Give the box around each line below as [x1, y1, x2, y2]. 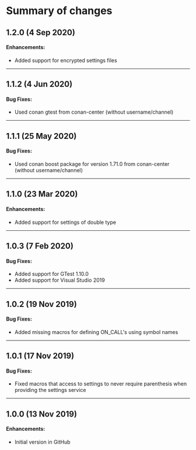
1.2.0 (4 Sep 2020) [6, 28, 76, 37]
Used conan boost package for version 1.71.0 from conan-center [14, 160, 170, 168]
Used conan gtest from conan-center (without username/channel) [14, 108, 174, 115]
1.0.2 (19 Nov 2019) [6, 299, 77, 309]
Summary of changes [6, 4, 113, 18]
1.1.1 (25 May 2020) [6, 131, 77, 141]
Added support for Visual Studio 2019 [14, 277, 105, 284]
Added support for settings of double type [14, 219, 117, 226]
